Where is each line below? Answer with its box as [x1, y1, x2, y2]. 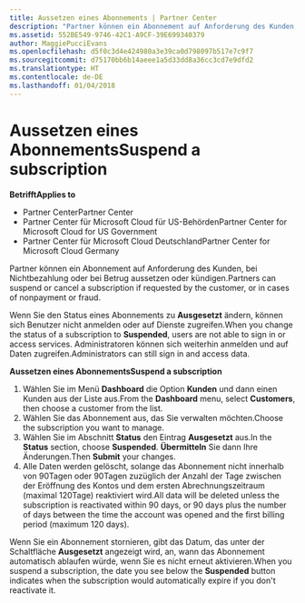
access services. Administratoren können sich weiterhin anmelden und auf [9, 338, 289, 349]
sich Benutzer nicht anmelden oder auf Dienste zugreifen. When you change [9, 319, 293, 330]
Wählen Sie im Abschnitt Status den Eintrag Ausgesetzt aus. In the [22, 431, 272, 442]
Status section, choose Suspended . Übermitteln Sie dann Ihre [22, 441, 259, 452]
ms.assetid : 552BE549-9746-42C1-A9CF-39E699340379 [9, 30, 205, 39]
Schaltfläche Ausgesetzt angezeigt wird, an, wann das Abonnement [9, 546, 265, 557]
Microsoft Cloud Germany [22, 245, 120, 256]
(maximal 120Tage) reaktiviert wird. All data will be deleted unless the [22, 489, 280, 500]
